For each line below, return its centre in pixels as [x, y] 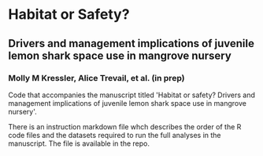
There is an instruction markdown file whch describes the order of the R [125, 126]
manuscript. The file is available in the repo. [79, 143]
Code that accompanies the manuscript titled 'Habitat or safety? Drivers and [132, 95]
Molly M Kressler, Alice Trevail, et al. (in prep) [96, 78]
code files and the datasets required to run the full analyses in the [115, 135]
